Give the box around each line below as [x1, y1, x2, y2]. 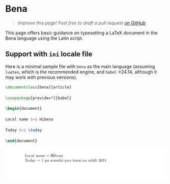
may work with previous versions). [5, 74, 77, 80]
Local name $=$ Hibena [5, 117, 53, 122]
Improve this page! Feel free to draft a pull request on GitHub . [17, 20, 147, 26]
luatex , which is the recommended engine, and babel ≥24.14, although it [5, 69, 157, 75]
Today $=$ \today [5, 128, 42, 133]
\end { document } [5, 138, 38, 143]
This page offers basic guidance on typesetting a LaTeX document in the [5, 29, 158, 36]
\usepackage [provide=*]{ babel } [5, 95, 72, 101]
